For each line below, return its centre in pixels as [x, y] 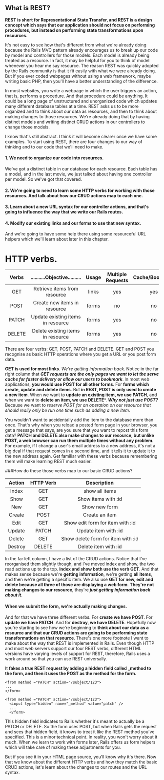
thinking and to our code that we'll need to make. [54, 147]
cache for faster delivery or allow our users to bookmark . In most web [77, 379]
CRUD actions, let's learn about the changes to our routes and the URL [76, 767]
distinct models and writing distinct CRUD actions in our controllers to [75, 122]
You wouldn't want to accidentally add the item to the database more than [79, 420]
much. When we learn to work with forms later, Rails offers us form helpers [80, 742]
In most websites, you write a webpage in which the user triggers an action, [81, 90]
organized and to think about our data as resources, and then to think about [81, 111]
